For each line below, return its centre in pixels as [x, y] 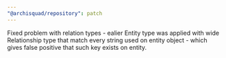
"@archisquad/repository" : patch [55, 13]
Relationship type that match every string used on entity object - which [107, 40]
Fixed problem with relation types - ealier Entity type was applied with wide [113, 33]
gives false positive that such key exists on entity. [77, 47]
